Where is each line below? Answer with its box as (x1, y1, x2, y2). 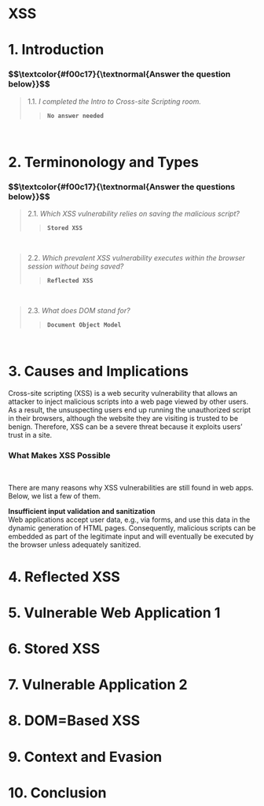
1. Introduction (8, 41, 104, 59)
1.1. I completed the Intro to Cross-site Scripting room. (27, 96, 202, 106)
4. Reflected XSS (8, 568, 120, 586)
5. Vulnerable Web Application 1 (8, 604, 221, 622)
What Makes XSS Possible (8, 450, 112, 461)
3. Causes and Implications (8, 363, 189, 380)
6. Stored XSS (8, 639, 101, 657)
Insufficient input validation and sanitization (8, 507, 156, 516)
